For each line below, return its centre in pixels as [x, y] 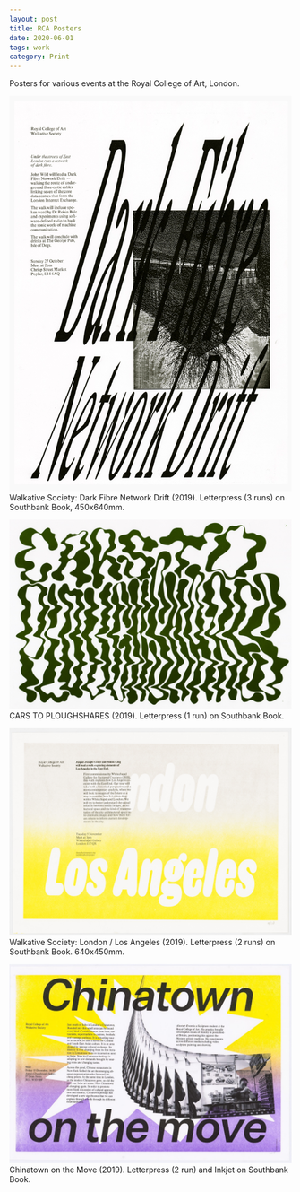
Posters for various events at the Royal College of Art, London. [124, 83]
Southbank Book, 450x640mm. [67, 508]
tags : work [30, 48]
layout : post [34, 19]
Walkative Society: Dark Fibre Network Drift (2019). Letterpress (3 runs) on [147, 498]
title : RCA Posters [46, 28]
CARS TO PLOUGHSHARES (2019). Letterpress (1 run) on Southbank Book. [147, 715]
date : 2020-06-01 [42, 38]
